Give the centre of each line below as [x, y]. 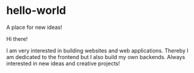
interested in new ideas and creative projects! [63, 63]
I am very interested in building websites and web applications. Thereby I [98, 50]
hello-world [36, 11]
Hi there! [17, 39]
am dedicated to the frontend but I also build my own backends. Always [96, 57]
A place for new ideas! [34, 27]
